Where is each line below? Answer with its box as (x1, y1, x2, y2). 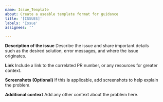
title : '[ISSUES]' (5, 16, 42, 21)
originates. (5, 53, 27, 59)
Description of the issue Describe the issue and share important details (5, 43, 149, 49)
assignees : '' (5, 25, 34, 30)
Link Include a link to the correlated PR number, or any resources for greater (5, 63, 158, 68)
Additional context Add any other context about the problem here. (5, 92, 139, 98)
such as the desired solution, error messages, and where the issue (5, 48, 139, 54)
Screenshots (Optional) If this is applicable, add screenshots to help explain (5, 77, 158, 83)
